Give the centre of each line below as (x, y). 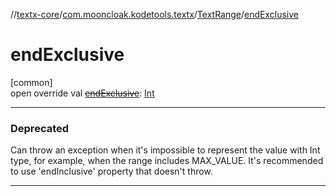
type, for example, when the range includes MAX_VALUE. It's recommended (167, 161)
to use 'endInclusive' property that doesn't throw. (111, 171)
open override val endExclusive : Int (82, 93)
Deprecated (40, 128)
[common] (31, 82)
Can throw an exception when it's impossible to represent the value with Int (165, 150)
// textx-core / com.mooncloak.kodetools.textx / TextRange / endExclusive (154, 14)
